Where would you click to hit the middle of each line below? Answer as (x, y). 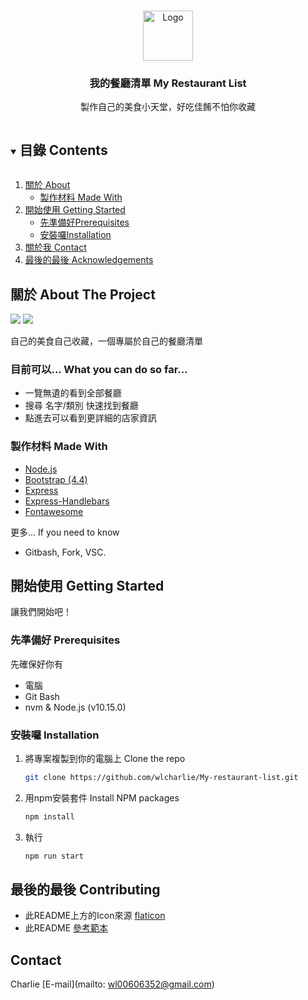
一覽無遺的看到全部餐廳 (73, 393)
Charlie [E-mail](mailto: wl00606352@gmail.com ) (112, 984)
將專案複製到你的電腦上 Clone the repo (105, 758)
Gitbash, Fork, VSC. (65, 552)
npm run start (54, 856)
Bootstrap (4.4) (56, 479)
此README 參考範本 (66, 928)
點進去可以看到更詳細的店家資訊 (90, 418)
